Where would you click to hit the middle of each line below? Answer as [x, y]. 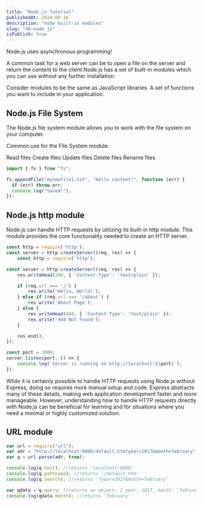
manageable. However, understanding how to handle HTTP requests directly [101, 400]
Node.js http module [46, 215]
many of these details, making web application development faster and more [101, 394]
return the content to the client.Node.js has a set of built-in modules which [99, 69]
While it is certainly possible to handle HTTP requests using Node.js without [101, 381]
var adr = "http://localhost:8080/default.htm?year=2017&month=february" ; [102, 452]
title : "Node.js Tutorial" [40, 12]
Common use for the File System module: [58, 146]
